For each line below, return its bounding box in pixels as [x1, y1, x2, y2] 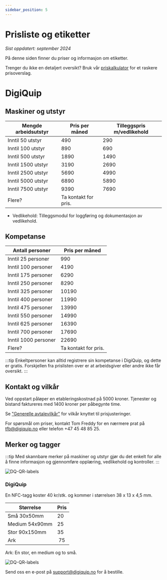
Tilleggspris [116, 122, 146, 129]
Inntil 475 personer [7, 304, 53, 311]
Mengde [22, 122, 42, 129]
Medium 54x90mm [7, 521, 53, 528]
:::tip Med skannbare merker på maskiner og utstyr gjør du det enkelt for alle [5, 454, 162, 459]
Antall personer [12, 247, 51, 254]
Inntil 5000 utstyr [7, 177, 48, 184]
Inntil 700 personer [7, 328, 53, 335]
